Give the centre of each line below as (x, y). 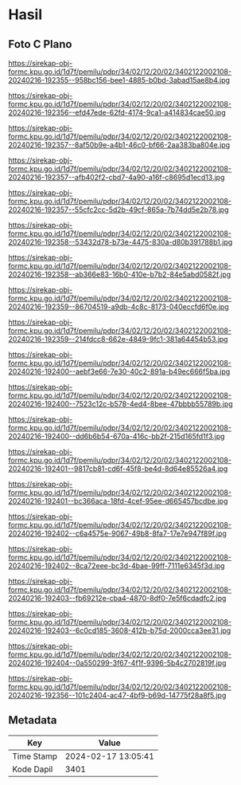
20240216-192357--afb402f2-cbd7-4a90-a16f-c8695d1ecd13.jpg (117, 177)
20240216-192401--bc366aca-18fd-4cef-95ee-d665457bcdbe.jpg (118, 501)
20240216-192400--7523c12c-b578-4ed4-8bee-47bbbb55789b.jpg (120, 404)
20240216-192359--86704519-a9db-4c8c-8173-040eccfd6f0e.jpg (119, 307)
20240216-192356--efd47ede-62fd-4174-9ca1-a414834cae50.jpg (117, 112)
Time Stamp (35, 756)
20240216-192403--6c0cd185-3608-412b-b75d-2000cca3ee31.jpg (120, 630)
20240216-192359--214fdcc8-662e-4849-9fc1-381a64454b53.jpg (118, 339)
